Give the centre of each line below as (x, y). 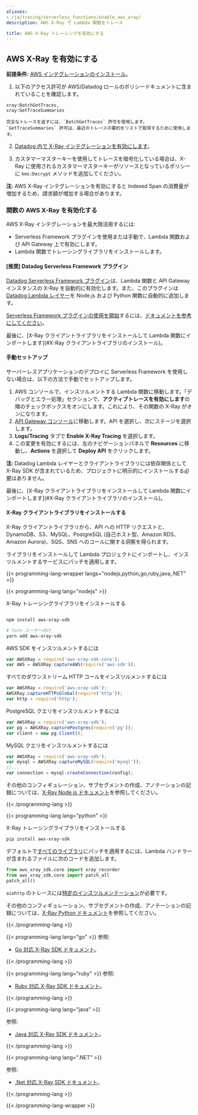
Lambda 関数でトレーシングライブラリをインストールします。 (90, 251)
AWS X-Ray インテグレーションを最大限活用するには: (71, 224)
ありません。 (32, 478)
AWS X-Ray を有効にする (52, 59)
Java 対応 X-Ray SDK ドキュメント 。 (59, 1034)
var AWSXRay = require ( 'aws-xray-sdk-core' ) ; (63, 659)
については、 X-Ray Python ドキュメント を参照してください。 (85, 913)
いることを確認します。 (53, 94)
